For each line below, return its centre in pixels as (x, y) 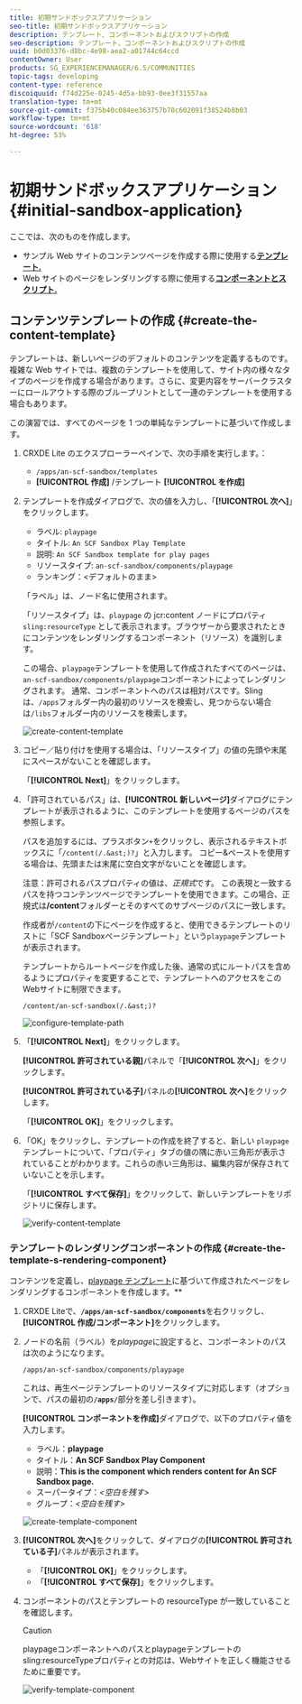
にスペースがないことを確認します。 (89, 761)
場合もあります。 (41, 403)
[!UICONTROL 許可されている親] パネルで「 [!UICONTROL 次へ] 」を (147, 1060)
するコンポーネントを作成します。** (115, 1292)
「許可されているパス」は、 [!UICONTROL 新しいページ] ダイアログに (150, 799)
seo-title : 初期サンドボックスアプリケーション (89, 26)
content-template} (63, 335)
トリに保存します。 (66, 1205)
